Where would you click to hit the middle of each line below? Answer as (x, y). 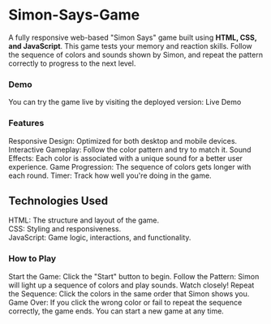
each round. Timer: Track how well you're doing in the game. (110, 175)
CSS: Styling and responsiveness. (65, 229)
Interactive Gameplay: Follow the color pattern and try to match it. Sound (130, 149)
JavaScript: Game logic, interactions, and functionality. (100, 238)
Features (26, 123)
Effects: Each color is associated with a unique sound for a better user (126, 158)
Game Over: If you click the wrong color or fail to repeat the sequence (125, 302)
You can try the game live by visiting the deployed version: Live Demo (125, 102)
